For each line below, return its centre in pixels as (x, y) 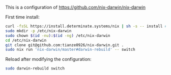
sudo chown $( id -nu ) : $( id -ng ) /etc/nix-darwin (58, 35)
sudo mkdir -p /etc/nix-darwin (38, 31)
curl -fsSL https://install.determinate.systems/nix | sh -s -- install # (86, 26)
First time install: (22, 17)
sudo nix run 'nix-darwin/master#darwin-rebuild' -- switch (70, 50)
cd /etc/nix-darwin (26, 40)
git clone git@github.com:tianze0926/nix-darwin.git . (65, 45)
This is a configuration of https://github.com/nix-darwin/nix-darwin (76, 7)
